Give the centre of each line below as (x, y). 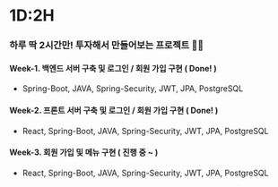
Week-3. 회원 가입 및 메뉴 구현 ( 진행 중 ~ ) (84, 152)
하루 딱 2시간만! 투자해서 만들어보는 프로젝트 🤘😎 (107, 46)
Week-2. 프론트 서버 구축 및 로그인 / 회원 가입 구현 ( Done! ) (114, 110)
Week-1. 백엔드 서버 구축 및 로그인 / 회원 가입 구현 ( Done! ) (113, 68)
